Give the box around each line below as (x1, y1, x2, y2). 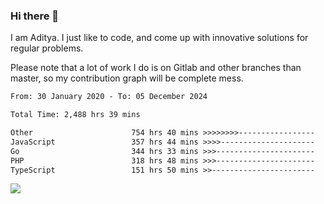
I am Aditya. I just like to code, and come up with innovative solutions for (10, 32, 309, 44)
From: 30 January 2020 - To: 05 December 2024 (10, 92, 208, 102)
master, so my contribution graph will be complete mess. (10, 72, 244, 84)
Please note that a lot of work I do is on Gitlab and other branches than (10, 62, 302, 74)
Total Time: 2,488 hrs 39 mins (10, 110, 141, 120)
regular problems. (10, 42, 84, 54)
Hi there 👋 (10, 9, 60, 23)
